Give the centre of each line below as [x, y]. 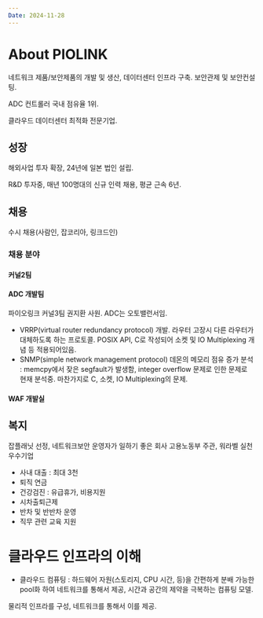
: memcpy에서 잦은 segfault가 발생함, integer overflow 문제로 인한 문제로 [133, 369]
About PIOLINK [58, 54]
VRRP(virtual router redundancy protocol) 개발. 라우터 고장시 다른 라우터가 [137, 329]
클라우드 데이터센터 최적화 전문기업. [63, 120]
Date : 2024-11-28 [37, 15]
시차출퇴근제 [39, 502]
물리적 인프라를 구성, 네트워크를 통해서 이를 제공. [82, 606]
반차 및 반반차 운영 [48, 512]
